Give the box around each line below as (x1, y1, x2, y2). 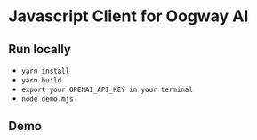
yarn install (20, 66, 70, 75)
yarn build (20, 76, 62, 85)
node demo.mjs (20, 95, 74, 104)
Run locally (8, 42, 72, 57)
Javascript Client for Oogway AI (8, 6, 249, 27)
